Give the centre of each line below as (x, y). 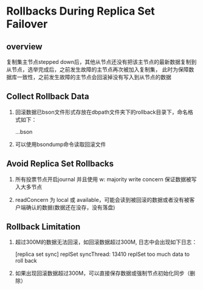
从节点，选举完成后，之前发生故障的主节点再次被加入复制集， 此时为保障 (98, 69)
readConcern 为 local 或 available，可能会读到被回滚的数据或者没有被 (102, 199)
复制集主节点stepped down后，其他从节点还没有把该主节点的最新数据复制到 (101, 62)
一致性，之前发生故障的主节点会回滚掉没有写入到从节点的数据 (94, 77)
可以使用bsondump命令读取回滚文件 (60, 144)
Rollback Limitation (43, 227)
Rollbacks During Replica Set (81, 11)
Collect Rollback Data (48, 96)
